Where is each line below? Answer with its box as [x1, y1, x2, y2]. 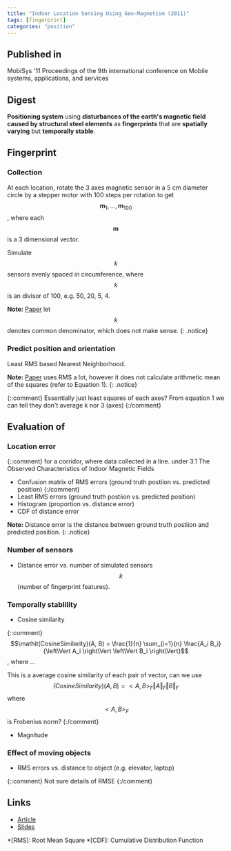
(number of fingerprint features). [17, 582, 110, 590]
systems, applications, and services [7, 74, 109, 83]
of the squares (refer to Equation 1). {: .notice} [7, 380, 138, 388]
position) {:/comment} [17, 485, 81, 494]
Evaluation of [7, 421, 66, 433]
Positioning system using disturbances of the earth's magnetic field [7, 112, 206, 121]
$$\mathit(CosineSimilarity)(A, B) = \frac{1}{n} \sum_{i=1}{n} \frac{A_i [10, 639, 209, 648]
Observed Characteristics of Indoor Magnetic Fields [7, 465, 154, 473]
